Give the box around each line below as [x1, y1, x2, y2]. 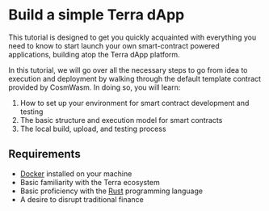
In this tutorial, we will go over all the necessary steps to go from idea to [8, 65, 248, 74]
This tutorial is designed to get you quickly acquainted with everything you [8, 32, 257, 42]
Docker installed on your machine [19, 168, 132, 179]
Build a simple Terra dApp [8, 6, 185, 24]
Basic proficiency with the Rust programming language [19, 186, 204, 196]
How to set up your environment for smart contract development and [19, 98, 250, 108]
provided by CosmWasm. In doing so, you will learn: [8, 82, 181, 92]
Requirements [8, 147, 81, 161]
